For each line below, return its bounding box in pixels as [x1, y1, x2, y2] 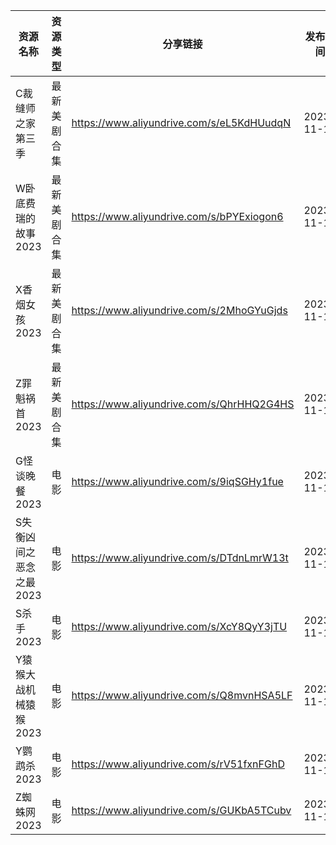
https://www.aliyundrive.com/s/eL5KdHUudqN [71, 116, 292, 129]
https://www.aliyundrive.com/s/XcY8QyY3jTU [71, 620, 288, 633]
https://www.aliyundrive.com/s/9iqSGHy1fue [71, 475, 284, 488]
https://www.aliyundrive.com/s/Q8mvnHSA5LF [71, 689, 293, 702]
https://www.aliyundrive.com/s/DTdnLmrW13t [71, 551, 289, 564]
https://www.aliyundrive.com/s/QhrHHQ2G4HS [71, 397, 295, 411]
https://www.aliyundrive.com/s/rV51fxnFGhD [71, 757, 285, 771]
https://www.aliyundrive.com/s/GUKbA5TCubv [71, 804, 292, 817]
